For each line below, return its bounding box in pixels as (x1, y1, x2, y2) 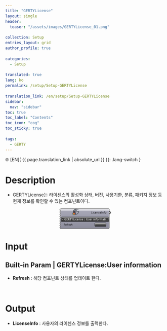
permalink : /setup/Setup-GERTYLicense (5, 83, 87, 88)
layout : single (5, 13, 37, 19)
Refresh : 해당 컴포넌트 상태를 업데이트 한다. (12, 275, 101, 281)
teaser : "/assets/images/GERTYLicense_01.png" (10, 24, 110, 29)
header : (5, 19, 22, 24)
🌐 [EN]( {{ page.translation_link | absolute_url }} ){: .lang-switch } (5, 156, 141, 162)
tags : (5, 136, 17, 141)
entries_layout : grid (5, 41, 51, 46)
